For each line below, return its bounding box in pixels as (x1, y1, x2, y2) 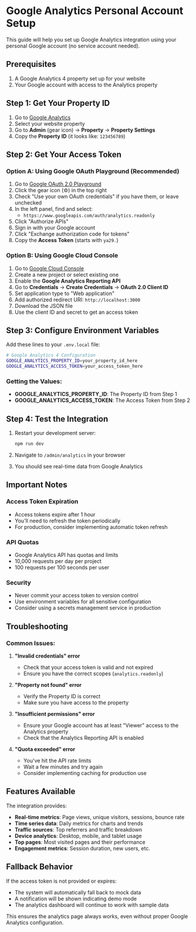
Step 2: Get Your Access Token (6, 149, 122, 159)
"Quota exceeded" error (14, 745, 75, 753)
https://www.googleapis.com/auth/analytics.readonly (23, 213, 156, 219)
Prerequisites (6, 59, 56, 69)
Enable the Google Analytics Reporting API (14, 277, 121, 284)
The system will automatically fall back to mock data (14, 889, 141, 896)
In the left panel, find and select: (14, 206, 93, 213)
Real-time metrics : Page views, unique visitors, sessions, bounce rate (14, 813, 185, 820)
